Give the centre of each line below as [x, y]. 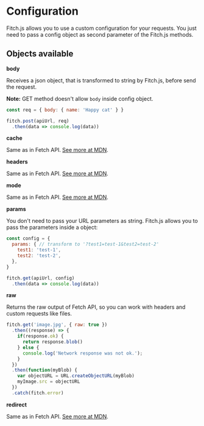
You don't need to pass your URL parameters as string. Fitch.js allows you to [102, 221]
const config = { [28, 239]
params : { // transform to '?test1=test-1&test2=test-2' [86, 244]
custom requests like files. [39, 314]
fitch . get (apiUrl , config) [40, 278]
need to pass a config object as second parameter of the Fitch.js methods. [100, 34]
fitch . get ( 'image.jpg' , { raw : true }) [57, 325]
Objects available [40, 54]
